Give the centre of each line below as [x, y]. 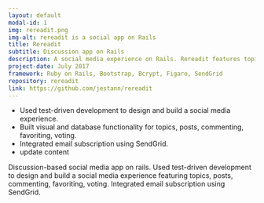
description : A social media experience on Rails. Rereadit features [125, 60]
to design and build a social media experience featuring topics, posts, [121, 176]
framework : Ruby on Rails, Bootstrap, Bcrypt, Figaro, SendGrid [115, 74]
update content [44, 152]
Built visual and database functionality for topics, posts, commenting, [132, 127]
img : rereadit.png [38, 30]
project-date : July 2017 [49, 67]
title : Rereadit [35, 45]
